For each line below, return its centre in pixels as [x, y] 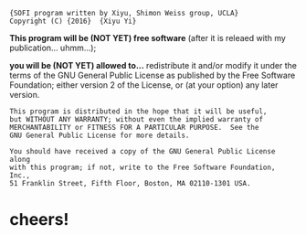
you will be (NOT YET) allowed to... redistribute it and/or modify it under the [153, 65]
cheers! [39, 220]
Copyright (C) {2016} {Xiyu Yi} [73, 21]
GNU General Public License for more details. [100, 135]
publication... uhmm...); [53, 48]
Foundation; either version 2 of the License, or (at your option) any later [144, 85]
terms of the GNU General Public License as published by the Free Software [153, 75]
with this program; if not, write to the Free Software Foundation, [142, 167]
